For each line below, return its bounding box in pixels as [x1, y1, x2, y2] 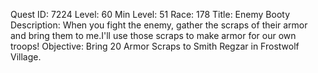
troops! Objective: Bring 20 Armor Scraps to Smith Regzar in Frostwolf [10, 40, 300, 52]
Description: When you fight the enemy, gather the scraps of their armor [10, 19, 308, 31]
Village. [10, 51, 42, 63]
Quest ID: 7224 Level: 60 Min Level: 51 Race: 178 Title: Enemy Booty [10, 9, 290, 20]
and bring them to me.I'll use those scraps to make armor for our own [10, 30, 297, 41]
